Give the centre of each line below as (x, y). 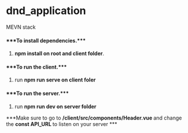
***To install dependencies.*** (46, 40)
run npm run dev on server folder (55, 106)
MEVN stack (21, 27)
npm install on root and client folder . (59, 53)
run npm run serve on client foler (55, 80)
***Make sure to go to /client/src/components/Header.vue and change (94, 118)
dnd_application (46, 11)
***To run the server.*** (37, 93)
